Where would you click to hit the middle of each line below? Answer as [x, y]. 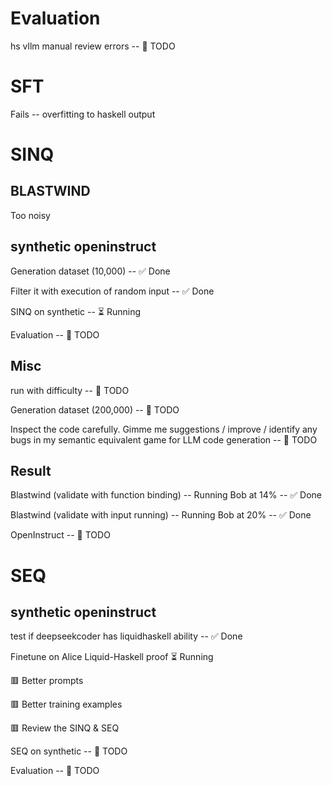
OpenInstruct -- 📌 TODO [60, 535]
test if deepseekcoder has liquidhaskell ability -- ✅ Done [126, 636]
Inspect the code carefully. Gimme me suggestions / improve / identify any [164, 429]
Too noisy [30, 215]
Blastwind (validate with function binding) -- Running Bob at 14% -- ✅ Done [166, 495]
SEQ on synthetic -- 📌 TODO [69, 751]
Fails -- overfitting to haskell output [83, 114]
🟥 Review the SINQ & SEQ [65, 728]
